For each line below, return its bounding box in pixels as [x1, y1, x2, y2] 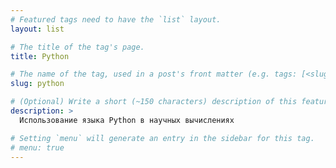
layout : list [10, 24, 65, 34]
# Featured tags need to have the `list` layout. [10, 14, 222, 25]
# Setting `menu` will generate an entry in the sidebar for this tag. [10, 133, 315, 143]
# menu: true [10, 142, 65, 153]
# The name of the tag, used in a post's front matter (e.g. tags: [10, 69, 298, 80]
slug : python [10, 79, 65, 89]
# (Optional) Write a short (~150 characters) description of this [10, 97, 298, 107]
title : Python [10, 51, 70, 61]
